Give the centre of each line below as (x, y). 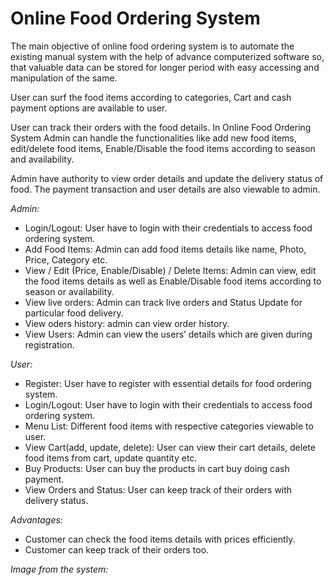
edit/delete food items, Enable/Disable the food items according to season (163, 148)
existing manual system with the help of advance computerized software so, (167, 56)
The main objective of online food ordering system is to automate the (152, 46)
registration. (49, 344)
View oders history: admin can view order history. (127, 323)
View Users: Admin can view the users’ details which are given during (168, 334)
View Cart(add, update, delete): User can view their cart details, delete (170, 447)
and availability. (42, 159)
